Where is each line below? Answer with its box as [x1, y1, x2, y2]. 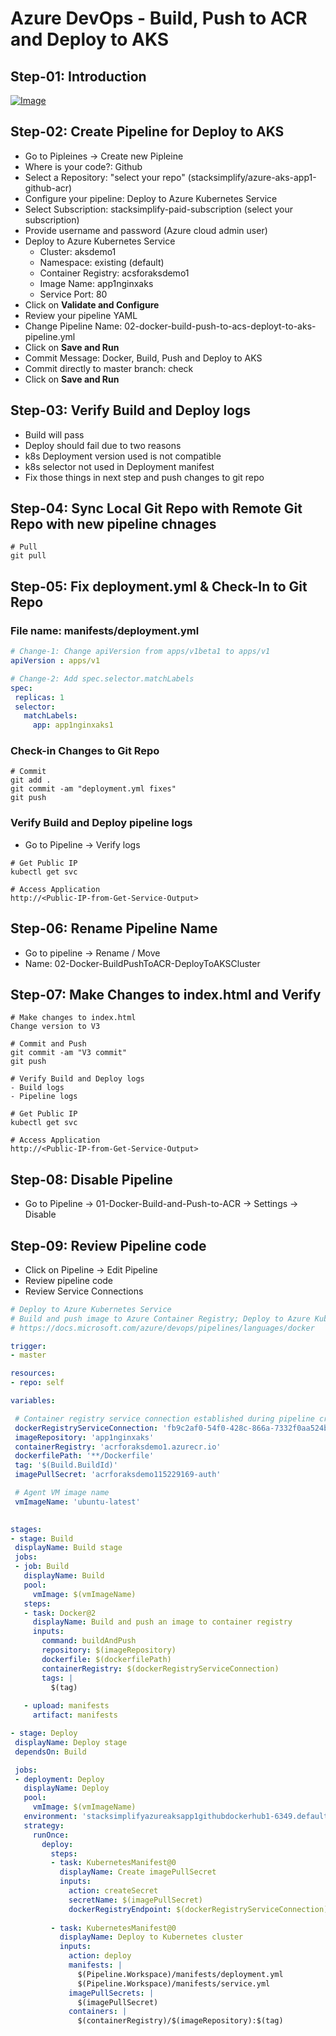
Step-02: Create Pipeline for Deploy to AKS [10, 123, 285, 141]
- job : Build [14, 1562, 70, 1572]
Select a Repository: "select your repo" [24, 171, 186, 183]
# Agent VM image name [14, 1488, 110, 1498]
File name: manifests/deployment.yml [10, 623, 200, 637]
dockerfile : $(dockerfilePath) [41, 1654, 172, 1664]
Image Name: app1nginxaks [39, 277, 154, 289]
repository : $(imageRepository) [41, 1645, 177, 1656]
